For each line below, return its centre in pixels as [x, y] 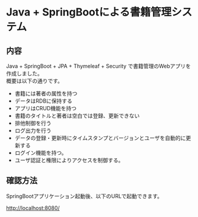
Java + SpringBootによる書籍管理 [89, 12]
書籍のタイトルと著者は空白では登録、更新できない [77, 116]
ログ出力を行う [33, 130]
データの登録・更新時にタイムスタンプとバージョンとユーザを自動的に [100, 138]
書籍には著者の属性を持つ [46, 93]
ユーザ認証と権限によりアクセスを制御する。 [69, 160]
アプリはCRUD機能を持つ [46, 108]
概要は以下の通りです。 [35, 81]
